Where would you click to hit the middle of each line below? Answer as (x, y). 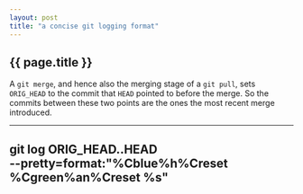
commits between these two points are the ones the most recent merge (142, 103)
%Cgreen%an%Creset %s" (89, 177)
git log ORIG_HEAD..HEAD (83, 149)
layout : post (34, 18)
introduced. (31, 112)
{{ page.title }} (51, 62)
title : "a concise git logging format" (84, 26)
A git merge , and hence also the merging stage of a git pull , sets (133, 84)
